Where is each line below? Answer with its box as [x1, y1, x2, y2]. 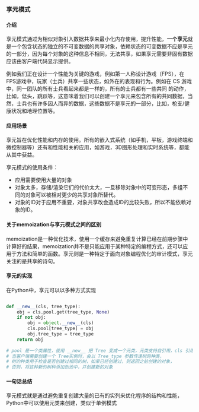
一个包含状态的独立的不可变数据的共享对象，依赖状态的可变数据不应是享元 [11, 43, 193, 50]
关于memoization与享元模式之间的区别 [6, 221, 102, 228]
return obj [17, 337, 44, 343]
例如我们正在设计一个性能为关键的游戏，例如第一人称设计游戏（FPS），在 [6, 70, 185, 78]
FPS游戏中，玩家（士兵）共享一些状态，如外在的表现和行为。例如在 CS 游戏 [6, 78, 192, 85]
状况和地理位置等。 [11, 107, 58, 115]
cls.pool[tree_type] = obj [27, 325, 94, 332]
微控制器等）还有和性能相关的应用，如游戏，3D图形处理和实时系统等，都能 [6, 144, 190, 151]
